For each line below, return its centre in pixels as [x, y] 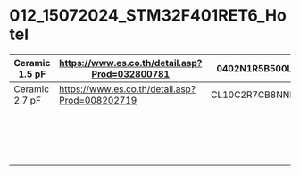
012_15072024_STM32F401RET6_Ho [148, 16]
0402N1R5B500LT [257, 68]
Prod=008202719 [98, 100]
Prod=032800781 [131, 74]
